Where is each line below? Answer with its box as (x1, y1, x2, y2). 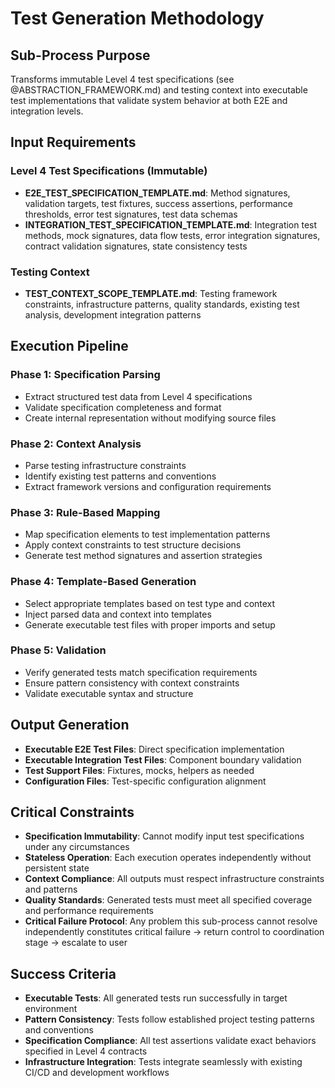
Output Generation (10, 717, 130, 734)
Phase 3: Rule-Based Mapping (10, 505, 161, 519)
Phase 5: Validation (10, 643, 107, 657)
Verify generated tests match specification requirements (24, 666, 258, 678)
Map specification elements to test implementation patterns (24, 528, 271, 541)
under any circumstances (24, 841, 130, 853)
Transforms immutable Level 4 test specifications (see (10, 73, 235, 85)
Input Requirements (10, 134, 137, 151)
